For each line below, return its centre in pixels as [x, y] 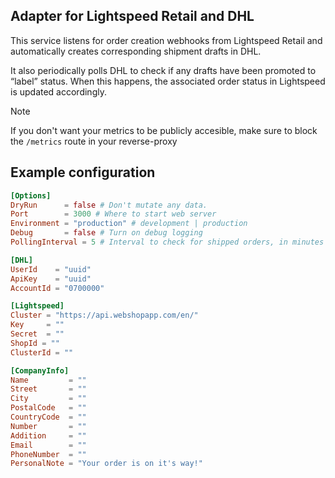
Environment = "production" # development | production [129, 224]
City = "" [48, 399]
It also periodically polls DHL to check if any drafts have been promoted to [163, 70]
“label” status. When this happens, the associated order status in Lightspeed [168, 81]
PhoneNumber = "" [48, 454]
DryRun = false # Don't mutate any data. [109, 205]
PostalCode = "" [48, 408]
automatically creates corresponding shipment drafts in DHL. [136, 51]
